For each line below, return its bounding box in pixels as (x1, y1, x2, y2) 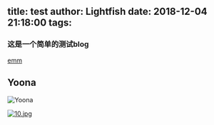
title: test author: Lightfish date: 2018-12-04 (7, 6, 208, 18)
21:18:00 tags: (7, 17, 73, 29)
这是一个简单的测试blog (7, 39, 89, 49)
